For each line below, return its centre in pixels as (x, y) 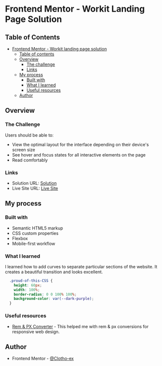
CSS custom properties (35, 233)
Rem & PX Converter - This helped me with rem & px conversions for (80, 326)
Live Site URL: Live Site (35, 188)
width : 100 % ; (27, 290)
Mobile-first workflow (34, 244)
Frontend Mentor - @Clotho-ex (43, 359)
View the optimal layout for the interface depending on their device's (80, 144)
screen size (23, 150)
